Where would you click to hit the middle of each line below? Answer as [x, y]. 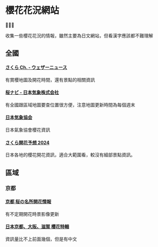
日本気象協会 [19, 117]
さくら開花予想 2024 [27, 142]
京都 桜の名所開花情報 [28, 202]
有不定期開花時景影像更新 [32, 214]
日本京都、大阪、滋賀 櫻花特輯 [37, 227]
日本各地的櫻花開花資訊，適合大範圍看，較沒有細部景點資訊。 [70, 155]
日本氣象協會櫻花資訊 [28, 130]
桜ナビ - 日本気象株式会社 [32, 92]
